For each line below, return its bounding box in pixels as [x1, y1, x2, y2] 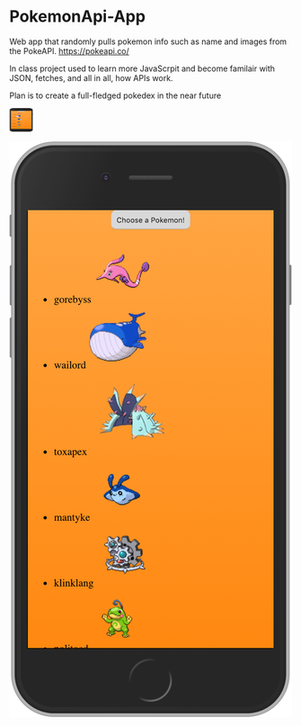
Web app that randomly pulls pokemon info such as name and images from [9, 36, 288, 47]
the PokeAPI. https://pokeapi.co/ [9, 45, 130, 56]
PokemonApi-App [9, 6, 146, 27]
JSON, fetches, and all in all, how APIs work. [9, 72, 173, 83]
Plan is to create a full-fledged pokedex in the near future [9, 90, 222, 101]
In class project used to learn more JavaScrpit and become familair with [9, 63, 276, 74]
